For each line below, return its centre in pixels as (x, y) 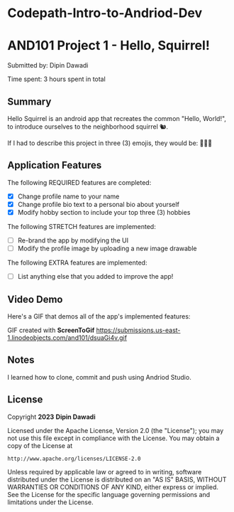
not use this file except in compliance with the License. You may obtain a (113, 438)
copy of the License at (40, 445)
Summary (29, 101)
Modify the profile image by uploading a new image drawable (107, 248)
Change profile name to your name (68, 196)
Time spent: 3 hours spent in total (57, 79)
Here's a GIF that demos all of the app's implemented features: (99, 316)
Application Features (55, 165)
